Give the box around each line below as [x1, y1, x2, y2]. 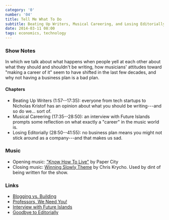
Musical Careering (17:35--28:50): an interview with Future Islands [12, 114, 150, 120]
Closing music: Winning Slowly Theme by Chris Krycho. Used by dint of [12, 164, 161, 170]
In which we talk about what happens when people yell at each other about [5, 59, 161, 65]
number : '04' [5, 12, 33, 17]
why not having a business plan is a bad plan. [5, 75, 100, 81]
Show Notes [5, 47, 36, 54]
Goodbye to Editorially [12, 209, 59, 215]
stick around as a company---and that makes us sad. [12, 135, 123, 141]
